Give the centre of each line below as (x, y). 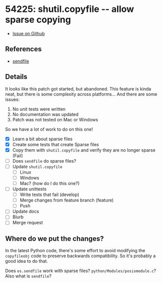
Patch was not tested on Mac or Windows (55, 119)
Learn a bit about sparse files (42, 139)
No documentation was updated (45, 114)
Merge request (28, 223)
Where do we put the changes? (55, 238)
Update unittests (29, 189)
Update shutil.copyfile (37, 166)
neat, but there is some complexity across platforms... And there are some (81, 94)
